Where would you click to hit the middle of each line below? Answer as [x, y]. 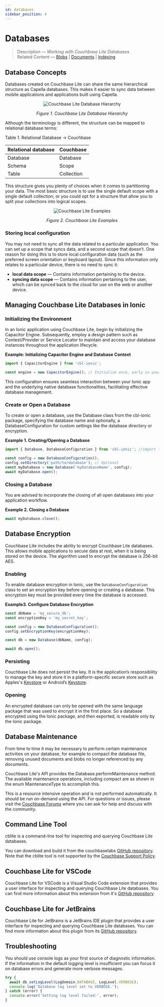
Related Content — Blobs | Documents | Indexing [66, 57]
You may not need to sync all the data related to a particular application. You [82, 244]
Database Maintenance [41, 737]
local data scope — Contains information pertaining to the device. [79, 274]
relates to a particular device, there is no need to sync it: [62, 264]
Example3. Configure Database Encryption [49, 604]
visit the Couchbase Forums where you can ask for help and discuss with [79, 804]
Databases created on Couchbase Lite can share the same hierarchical [76, 84]
